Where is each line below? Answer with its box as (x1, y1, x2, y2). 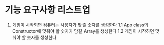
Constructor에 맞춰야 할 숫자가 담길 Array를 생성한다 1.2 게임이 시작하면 (12, 28, 154, 34)
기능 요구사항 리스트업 (5, 4, 90, 16)
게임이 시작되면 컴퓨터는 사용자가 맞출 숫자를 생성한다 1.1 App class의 (12, 22, 149, 28)
